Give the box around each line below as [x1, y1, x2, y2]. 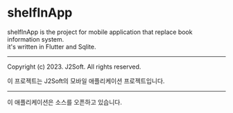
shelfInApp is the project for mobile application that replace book [7, 28, 193, 36]
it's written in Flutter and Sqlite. [7, 42, 96, 51]
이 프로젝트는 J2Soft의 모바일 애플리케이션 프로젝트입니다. [7, 76, 165, 85]
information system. [7, 35, 64, 43]
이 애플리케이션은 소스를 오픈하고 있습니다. [7, 98, 123, 106]
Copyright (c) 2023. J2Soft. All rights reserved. [7, 62, 141, 71]
